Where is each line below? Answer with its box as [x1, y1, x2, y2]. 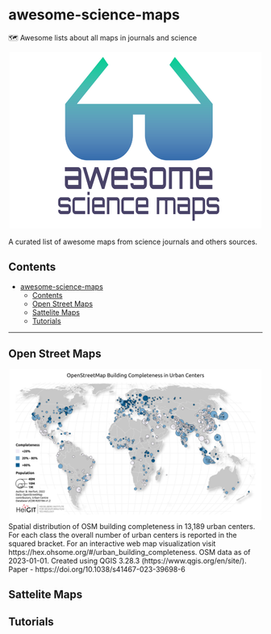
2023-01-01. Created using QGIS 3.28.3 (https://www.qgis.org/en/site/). [8, 556, 248, 565]
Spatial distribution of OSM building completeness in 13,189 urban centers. [8, 521, 256, 531]
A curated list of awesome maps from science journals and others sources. [8, 237, 258, 246]
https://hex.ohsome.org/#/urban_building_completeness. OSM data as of [8, 547, 252, 556]
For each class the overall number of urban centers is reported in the [8, 530, 237, 540]
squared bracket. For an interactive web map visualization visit [8, 539, 216, 548]
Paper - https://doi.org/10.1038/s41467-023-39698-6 [8, 564, 186, 574]
